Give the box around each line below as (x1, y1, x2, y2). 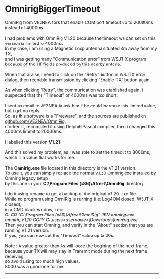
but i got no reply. (5, 107, 41, 113)
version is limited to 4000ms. (5, 40, 63, 46)
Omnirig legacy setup (5, 175, 48, 181)
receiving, (5, 253, 25, 259)
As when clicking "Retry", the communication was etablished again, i (5, 87, 143, 93)
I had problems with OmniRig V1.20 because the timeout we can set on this (5, 35, 156, 41)
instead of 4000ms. (5, 24, 45, 30)
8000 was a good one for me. (5, 263, 65, 269)
